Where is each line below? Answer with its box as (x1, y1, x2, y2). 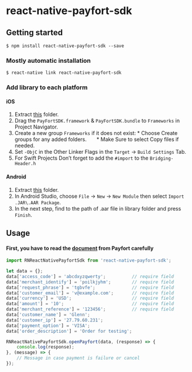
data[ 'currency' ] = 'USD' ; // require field (6, 295, 174, 302)
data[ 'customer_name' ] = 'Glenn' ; (6, 312, 91, 318)
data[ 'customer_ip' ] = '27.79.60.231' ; (6, 317, 104, 323)
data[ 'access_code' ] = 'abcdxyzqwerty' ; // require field (6, 273, 174, 279)
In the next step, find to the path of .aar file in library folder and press (14, 205, 181, 212)
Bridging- (149, 155, 174, 162)
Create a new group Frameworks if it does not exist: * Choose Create (14, 130, 178, 137)
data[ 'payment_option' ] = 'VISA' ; (6, 323, 91, 329)
